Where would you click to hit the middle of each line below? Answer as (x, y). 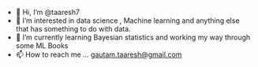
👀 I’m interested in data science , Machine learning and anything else (127, 20)
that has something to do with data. (73, 29)
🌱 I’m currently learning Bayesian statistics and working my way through (133, 37)
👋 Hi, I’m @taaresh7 (48, 12)
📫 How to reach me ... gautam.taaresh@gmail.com (99, 54)
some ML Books (42, 46)
